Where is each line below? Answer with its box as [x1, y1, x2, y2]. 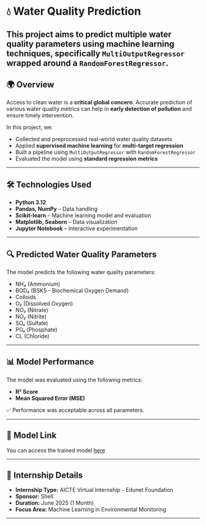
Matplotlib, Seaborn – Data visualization [15, 218, 118, 226]
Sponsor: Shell [15, 492, 54, 500]
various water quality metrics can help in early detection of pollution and [6, 105, 192, 113]
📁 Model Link [6, 431, 57, 441]
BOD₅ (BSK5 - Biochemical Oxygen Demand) [15, 287, 129, 294]
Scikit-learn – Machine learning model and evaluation [15, 212, 151, 219]
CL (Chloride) [15, 332, 50, 340]
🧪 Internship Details [6, 470, 83, 481]
